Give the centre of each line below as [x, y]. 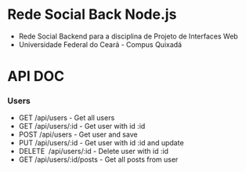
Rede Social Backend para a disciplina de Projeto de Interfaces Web [128, 36]
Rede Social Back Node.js [92, 15]
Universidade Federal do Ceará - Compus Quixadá [100, 44]
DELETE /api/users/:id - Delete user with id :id [94, 152]
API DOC [36, 77]
